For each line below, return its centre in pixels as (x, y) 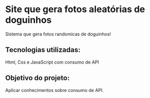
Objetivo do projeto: (37, 78)
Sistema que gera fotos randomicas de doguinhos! (58, 34)
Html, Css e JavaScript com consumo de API (52, 62)
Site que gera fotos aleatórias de (75, 9)
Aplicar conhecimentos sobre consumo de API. (55, 90)
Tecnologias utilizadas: (43, 50)
